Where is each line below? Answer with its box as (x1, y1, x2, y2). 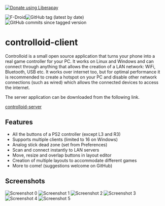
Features (5, 118, 33, 126)
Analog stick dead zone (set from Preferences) (12, 141, 107, 148)
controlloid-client (5, 37, 78, 48)
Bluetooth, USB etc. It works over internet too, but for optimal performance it (5, 69, 161, 75)
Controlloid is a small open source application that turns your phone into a (5, 53, 155, 59)
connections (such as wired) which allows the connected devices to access (5, 79, 159, 85)
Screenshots (5, 177, 45, 185)
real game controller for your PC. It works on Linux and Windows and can (5, 58, 154, 64)
